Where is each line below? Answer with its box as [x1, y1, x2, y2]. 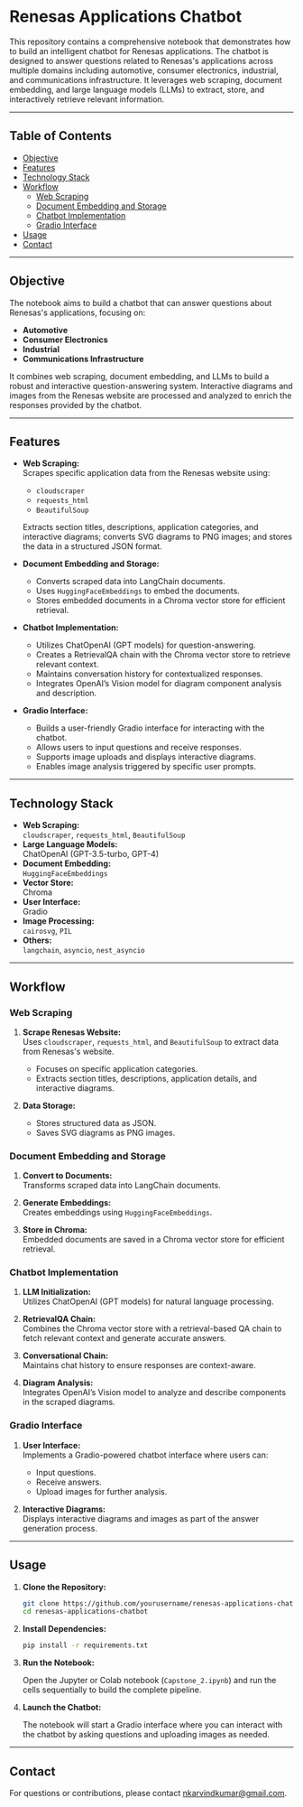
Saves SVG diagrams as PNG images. [35, 1127, 176, 1138]
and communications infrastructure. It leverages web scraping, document [9, 74, 282, 85]
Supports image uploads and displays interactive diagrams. [35, 751, 257, 762]
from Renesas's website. [22, 1046, 115, 1057]
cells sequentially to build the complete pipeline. [22, 1684, 202, 1695]
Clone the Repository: [22, 1581, 106, 1592]
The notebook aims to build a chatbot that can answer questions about [9, 297, 272, 308]
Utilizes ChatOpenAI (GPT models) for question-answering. [35, 639, 256, 651]
